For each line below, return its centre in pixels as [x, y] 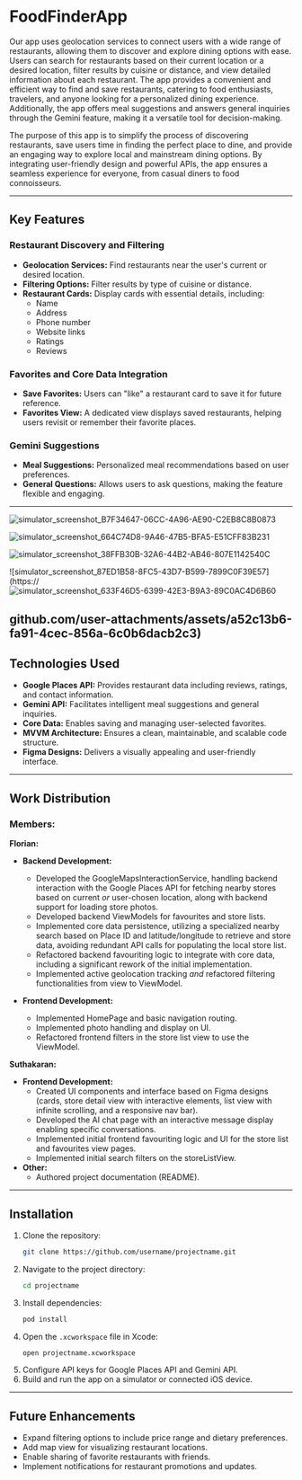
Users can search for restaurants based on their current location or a [137, 60]
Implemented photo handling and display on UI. [123, 1028]
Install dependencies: [62, 1303]
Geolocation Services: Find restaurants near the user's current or [144, 265]
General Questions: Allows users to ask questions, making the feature [152, 484]
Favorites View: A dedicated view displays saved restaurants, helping [152, 412]
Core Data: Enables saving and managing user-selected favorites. [144, 723]
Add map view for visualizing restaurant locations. [115, 1448]
